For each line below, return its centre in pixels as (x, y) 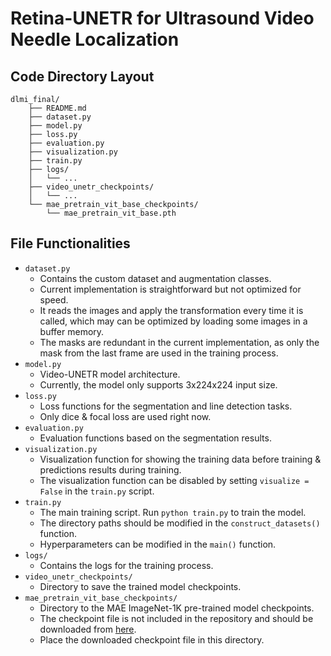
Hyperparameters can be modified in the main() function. (158, 544)
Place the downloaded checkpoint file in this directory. (152, 639)
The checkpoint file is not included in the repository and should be (176, 618)
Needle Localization (95, 39)
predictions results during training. (110, 469)
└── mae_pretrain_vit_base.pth (111, 213)
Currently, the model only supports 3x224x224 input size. (158, 384)
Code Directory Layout (82, 76)
